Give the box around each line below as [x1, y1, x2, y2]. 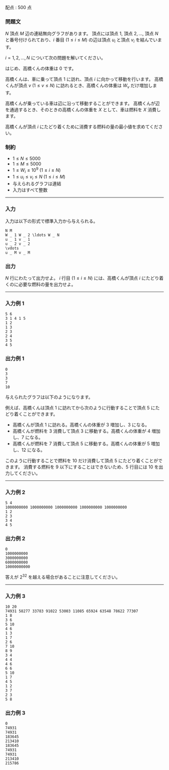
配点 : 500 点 [5, 5, 32, 10]
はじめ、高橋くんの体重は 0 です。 [5, 65, 76, 72]
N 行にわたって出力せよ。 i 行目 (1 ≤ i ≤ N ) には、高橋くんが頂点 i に [5, 275, 146, 281]
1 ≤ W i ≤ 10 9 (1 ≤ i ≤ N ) [12, 166, 61, 174]
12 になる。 [21, 447, 45, 453]
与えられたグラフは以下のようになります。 [5, 394, 93, 400]
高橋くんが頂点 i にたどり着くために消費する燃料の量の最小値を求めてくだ [5, 123, 158, 129]
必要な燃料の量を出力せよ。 [18, 282, 76, 288]
